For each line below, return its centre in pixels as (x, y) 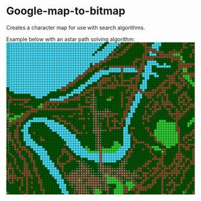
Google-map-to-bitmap (66, 11)
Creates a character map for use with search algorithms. (76, 28)
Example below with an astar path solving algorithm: (71, 39)
